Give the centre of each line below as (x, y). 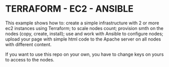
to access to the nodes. (30, 59)
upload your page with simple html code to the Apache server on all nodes (83, 39)
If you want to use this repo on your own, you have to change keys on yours (84, 54)
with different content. (28, 44)
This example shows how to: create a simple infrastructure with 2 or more (82, 23)
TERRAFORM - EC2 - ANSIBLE (69, 9)
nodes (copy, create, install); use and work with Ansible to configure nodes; (84, 33)
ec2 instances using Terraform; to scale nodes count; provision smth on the (84, 28)
